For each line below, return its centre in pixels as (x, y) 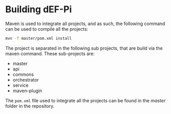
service (21, 85)
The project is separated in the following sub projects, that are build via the (84, 48)
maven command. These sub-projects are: (50, 53)
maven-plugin (27, 90)
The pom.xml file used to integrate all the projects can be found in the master (86, 100)
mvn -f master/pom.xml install (39, 38)
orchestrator (26, 80)
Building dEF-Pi (39, 9)
